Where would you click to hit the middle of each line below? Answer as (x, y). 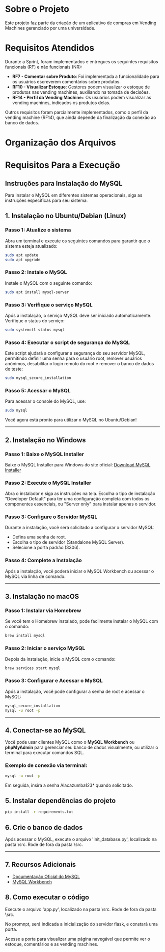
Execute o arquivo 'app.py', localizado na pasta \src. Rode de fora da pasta (81, 909)
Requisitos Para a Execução (63, 165)
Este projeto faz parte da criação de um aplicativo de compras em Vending (81, 23)
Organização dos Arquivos (61, 143)
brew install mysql (25, 636)
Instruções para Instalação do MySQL (64, 183)
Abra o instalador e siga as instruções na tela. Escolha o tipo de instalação (80, 494)
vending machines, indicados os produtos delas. (61, 103)
